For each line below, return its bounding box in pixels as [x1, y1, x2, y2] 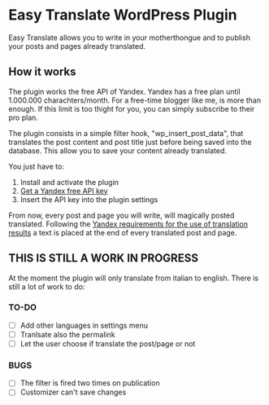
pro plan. [8, 112, 39, 122]
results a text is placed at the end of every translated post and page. [8, 227, 237, 237]
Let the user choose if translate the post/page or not [20, 338, 196, 348]
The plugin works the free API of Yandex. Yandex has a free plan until [8, 86, 241, 96]
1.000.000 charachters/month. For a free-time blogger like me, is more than [8, 95, 262, 105]
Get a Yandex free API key [20, 186, 108, 196]
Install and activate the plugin [20, 177, 119, 187]
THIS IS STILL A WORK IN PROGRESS [8, 251, 199, 266]
